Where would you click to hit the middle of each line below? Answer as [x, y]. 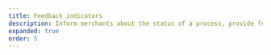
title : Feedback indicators [56, 16]
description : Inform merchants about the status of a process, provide [131, 23]
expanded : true [34, 31]
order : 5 [23, 38]
